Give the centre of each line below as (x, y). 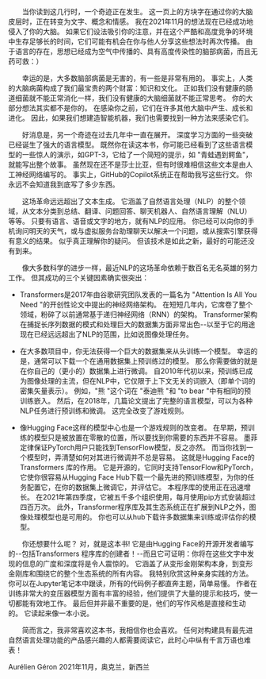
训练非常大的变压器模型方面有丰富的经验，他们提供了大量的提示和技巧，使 (129, 593)
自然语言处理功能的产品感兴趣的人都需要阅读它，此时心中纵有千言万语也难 (129, 640)
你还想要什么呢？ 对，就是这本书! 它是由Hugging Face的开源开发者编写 (138, 544)
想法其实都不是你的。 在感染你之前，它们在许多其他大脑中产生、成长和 (137, 108)
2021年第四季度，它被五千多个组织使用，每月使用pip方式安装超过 (149, 497)
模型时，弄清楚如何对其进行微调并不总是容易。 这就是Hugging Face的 (141, 457)
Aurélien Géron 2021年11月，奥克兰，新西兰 (79, 667)
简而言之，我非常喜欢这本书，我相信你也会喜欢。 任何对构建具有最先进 (138, 630)
